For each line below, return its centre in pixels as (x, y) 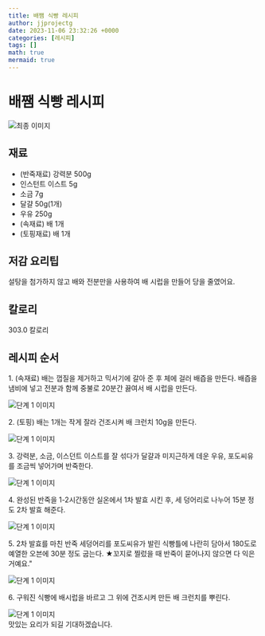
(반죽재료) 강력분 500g (55, 174)
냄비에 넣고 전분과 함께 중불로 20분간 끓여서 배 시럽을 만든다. (103, 388)
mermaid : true (32, 61)
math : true (26, 53)
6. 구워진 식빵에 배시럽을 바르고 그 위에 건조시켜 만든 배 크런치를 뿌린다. (119, 598)
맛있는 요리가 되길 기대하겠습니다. (60, 624)
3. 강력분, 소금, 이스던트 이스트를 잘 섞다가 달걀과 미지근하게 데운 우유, (117, 456)
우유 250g (36, 214)
